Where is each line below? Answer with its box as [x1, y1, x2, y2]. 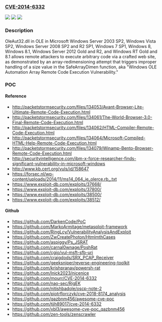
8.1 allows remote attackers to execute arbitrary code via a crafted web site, [5, 53, 156, 59]
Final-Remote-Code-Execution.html [12, 119, 83, 125]
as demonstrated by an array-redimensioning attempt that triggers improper [5, 59, 157, 64]
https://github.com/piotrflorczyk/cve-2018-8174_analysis [12, 290, 126, 296]
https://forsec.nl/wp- [12, 171, 54, 177]
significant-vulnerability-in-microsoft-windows [12, 161, 105, 166]
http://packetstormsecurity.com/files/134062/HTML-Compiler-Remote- [12, 125, 154, 130]
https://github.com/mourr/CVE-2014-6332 [12, 275, 97, 281]
